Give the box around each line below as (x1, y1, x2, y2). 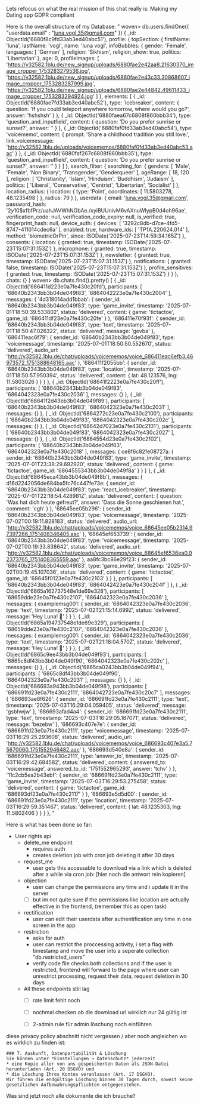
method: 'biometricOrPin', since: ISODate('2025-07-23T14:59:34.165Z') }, (6, 232, 186, 239)
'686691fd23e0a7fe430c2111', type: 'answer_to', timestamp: (6, 752, 153, 759)
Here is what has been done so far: (6, 821, 92, 828)
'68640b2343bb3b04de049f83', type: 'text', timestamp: (6, 321, 145, 328)
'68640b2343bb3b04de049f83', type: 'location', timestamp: (6, 365, 155, 373)
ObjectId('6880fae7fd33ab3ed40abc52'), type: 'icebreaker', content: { (6, 99, 180, 106)
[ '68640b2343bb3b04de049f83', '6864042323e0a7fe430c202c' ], (6, 416, 175, 423)
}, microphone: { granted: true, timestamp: (53, 245, 157, 252)
